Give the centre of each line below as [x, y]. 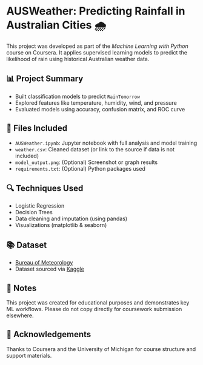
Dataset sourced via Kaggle [50, 269]
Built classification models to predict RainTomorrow [78, 96]
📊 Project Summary [45, 79]
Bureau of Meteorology [44, 263]
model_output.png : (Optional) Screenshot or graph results [86, 162]
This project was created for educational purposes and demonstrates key [98, 303]
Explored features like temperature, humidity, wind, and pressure [96, 103]
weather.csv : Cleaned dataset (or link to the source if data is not [95, 149]
